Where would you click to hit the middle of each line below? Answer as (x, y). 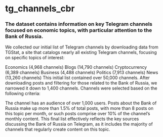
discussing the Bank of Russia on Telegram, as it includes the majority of (79, 124)
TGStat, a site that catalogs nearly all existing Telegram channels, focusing (81, 52)
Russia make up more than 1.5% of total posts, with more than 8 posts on (79, 108)
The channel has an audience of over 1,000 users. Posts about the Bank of (81, 103)
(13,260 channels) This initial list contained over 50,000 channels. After (78, 78)
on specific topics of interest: (35, 58)
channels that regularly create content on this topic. (58, 130)
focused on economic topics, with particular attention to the (79, 30)
